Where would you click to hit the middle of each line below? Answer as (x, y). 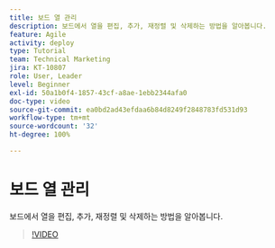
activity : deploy (42, 43)
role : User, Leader (46, 76)
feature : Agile (38, 34)
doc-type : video (40, 101)
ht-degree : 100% (40, 135)
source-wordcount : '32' (54, 127)
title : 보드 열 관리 (43, 18)
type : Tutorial (38, 51)
